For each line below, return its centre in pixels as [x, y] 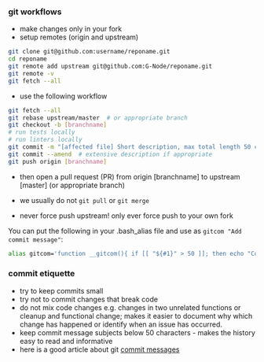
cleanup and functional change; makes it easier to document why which [136, 316]
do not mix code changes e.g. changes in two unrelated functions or [130, 307]
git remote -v [31, 73]
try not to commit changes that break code [89, 299]
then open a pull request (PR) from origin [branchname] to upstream [130, 176]
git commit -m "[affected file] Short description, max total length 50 [130, 147]
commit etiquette [42, 274]
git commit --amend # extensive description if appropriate [110, 154]
